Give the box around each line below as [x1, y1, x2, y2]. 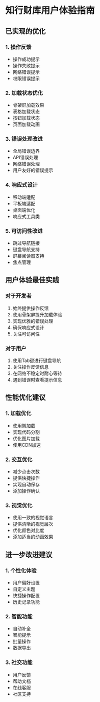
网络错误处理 [12, 161, 40, 167]
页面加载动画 [12, 121, 40, 127]
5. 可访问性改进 [5, 227, 43, 234]
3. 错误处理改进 [5, 136, 43, 143]
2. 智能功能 [5, 613, 33, 620]
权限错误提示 [12, 75, 40, 81]
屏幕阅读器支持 [12, 253, 44, 259]
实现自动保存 [12, 481, 40, 488]
